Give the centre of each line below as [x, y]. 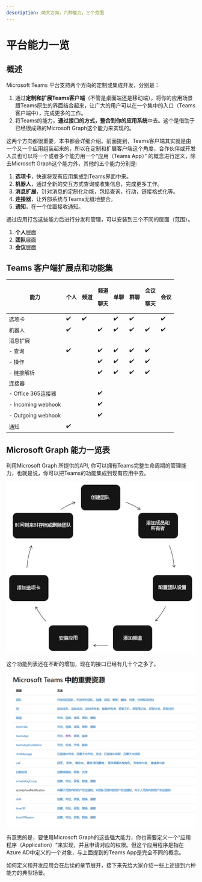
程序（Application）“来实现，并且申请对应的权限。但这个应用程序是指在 [95, 845]
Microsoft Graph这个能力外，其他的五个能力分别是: [74, 163]
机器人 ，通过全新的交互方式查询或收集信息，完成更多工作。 [89, 183]
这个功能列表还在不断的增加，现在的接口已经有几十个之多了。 [83, 664]
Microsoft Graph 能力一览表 [58, 450]
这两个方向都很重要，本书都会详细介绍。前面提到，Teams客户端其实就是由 [99, 141]
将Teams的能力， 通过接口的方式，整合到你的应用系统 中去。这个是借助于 [105, 120]
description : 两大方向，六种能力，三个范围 [55, 13]
